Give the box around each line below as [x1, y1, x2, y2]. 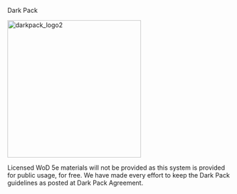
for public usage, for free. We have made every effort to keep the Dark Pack [7, 171, 230, 179]
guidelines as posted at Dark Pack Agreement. [7, 178, 144, 187]
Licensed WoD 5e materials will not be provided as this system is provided [7, 163, 226, 172]
